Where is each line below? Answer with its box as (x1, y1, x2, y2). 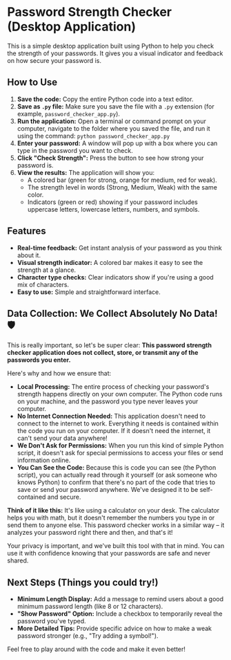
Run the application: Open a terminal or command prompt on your (17, 117, 207, 125)
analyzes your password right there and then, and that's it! (7, 529, 174, 537)
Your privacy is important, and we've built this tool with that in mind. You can (7, 542, 225, 550)
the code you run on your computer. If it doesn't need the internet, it (17, 427, 211, 435)
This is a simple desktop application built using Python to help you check (7, 42, 214, 50)
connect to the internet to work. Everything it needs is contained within (17, 419, 219, 428)
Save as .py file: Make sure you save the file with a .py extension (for (17, 102, 215, 111)
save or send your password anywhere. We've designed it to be (17, 486, 199, 494)
